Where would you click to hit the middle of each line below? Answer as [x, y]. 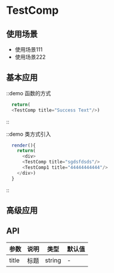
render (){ [24, 145]
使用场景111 [29, 49]
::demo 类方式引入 [29, 134]
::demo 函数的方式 [29, 93]
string [53, 260]
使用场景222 [30, 57]
